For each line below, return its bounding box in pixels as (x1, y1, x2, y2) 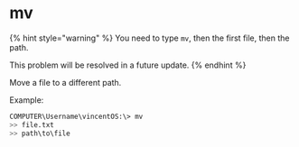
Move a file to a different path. (9, 77, 122, 87)
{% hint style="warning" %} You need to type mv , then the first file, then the (9, 32, 290, 43)
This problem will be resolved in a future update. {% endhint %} (9, 60, 247, 70)
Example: (9, 94, 44, 106)
